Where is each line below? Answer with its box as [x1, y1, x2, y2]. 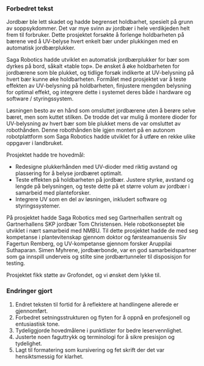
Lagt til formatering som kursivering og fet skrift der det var [15, 346, 165, 353]
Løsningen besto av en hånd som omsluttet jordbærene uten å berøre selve [6, 107, 196, 114]
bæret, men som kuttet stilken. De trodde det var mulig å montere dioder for [6, 113, 197, 121]
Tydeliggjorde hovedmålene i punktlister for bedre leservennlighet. [15, 326, 183, 334]
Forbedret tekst [6, 4, 54, 13]
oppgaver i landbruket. [6, 140, 64, 147]
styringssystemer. [15, 202, 61, 209]
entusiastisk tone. [15, 320, 60, 327]
